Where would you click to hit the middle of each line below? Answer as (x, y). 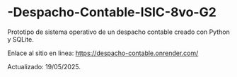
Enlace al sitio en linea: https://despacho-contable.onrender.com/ (103, 53)
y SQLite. (21, 39)
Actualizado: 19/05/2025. (44, 66)
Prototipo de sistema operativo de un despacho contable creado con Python (118, 32)
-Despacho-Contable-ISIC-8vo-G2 (112, 12)
